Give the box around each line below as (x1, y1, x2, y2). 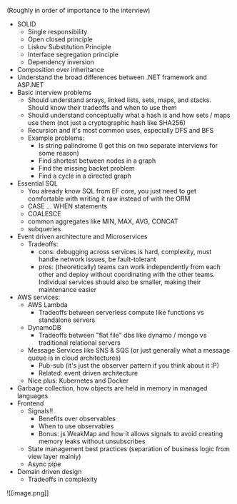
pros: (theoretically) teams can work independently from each (38, 263, 221, 271)
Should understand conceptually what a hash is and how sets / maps (27, 111, 231, 119)
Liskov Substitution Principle (27, 43, 111, 51)
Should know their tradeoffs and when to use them (27, 104, 177, 111)
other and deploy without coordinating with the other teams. (38, 271, 216, 278)
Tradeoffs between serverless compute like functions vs (38, 308, 204, 316)
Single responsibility (27, 28, 88, 36)
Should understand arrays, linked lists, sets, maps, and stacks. (27, 96, 212, 104)
